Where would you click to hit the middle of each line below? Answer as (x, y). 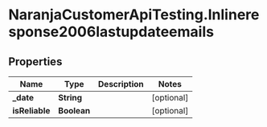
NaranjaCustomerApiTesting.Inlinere (134, 15)
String (70, 98)
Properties (35, 61)
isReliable (31, 111)
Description (121, 84)
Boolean (74, 111)
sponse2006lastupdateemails (111, 32)
